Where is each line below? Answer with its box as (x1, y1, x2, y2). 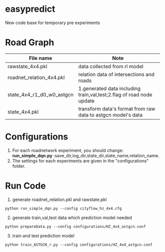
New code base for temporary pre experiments (5, 20, 100, 26)
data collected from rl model (78, 63, 144, 70)
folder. (12, 163, 26, 169)
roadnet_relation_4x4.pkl (7, 74, 65, 81)
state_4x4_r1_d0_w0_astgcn (7, 91, 74, 98)
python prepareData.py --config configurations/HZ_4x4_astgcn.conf (5, 224, 146, 229)
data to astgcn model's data (78, 112, 143, 118)
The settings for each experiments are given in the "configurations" (12, 158, 149, 164)
